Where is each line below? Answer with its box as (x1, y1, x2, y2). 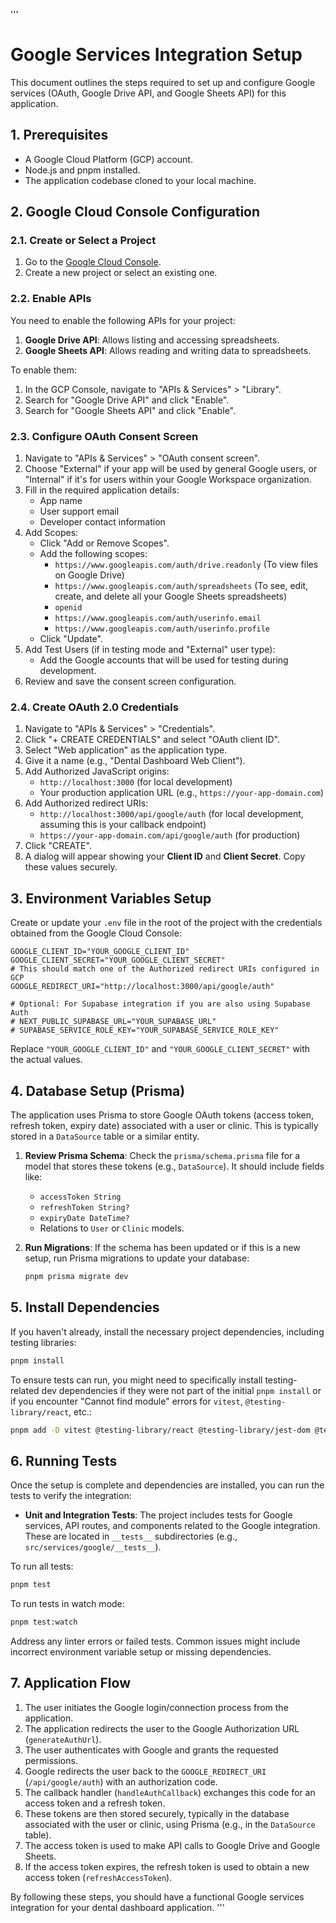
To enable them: (10, 364, 77, 376)
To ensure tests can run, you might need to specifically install (10, 1374, 263, 1386)
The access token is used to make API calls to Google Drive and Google (24, 1839, 321, 1851)
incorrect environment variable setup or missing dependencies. (10, 1645, 272, 1658)
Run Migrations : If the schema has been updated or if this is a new (24, 1241, 301, 1253)
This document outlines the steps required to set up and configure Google (10, 76, 316, 88)
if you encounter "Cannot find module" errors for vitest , (10, 1395, 243, 1407)
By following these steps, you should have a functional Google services (10, 1890, 305, 1903)
